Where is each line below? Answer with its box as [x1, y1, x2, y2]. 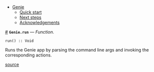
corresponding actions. [5, 52, 52, 58]
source [5, 62, 20, 67]
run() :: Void [5, 38, 34, 43]
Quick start [19, 9, 42, 15]
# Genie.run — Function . [5, 29, 55, 35]
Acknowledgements [19, 19, 60, 25]
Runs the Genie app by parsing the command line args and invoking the [5, 47, 149, 53]
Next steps [19, 15, 42, 20]
